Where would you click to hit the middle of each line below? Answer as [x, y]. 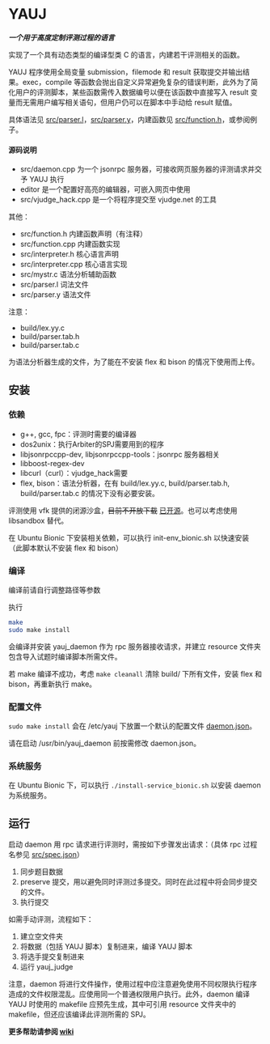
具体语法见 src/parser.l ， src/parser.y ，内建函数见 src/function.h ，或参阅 [129, 119]
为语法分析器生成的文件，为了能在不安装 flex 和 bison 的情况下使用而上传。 [134, 362]
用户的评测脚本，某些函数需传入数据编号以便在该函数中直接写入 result [132, 92]
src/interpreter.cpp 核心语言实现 [74, 265]
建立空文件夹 [41, 936]
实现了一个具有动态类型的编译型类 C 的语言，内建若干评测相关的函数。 [127, 54]
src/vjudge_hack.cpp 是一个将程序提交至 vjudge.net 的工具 [118, 200]
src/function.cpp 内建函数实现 [70, 244]
